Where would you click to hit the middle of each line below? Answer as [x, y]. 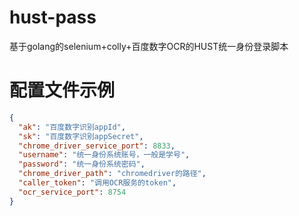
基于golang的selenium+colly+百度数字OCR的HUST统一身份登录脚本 [149, 46]
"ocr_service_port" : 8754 [72, 192]
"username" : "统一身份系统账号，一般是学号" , [104, 155]
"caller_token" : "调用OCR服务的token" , [97, 183]
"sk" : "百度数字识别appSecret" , [81, 136]
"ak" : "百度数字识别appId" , [72, 127]
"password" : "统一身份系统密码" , [82, 164]
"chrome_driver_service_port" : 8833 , [97, 146]
